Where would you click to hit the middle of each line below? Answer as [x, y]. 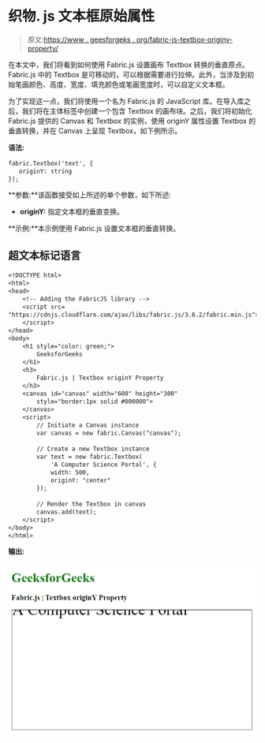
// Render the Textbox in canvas [91, 504]
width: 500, [70, 472]
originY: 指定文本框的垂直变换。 [71, 211]
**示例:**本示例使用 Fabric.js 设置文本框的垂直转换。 [94, 228]
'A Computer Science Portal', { [103, 465]
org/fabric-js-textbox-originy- [184, 39]
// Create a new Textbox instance [93, 449]
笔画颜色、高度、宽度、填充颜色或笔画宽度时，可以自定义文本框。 [122, 84]
